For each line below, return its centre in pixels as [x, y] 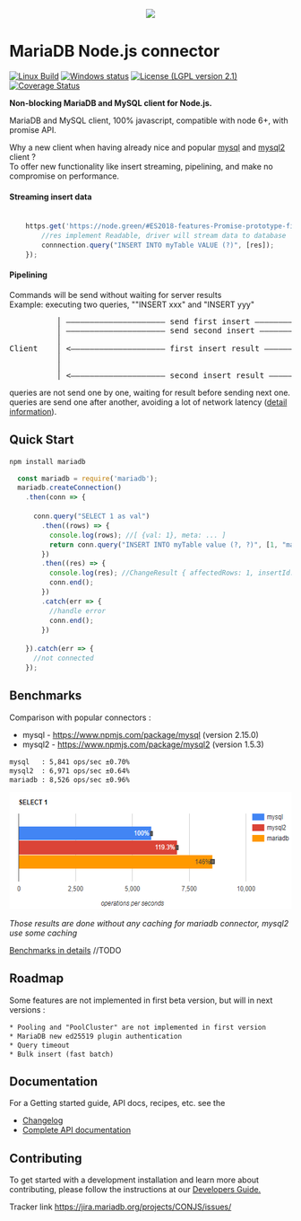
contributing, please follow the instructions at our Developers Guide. [135, 1190]
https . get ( [46, 226]
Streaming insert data [51, 197]
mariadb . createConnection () [70, 488]
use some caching [43, 933]
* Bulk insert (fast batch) [62, 1054]
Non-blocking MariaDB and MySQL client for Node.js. [111, 102]
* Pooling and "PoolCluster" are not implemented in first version [138, 1027]
